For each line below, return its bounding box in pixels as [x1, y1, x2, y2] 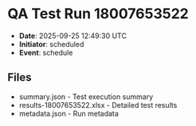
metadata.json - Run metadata [18, 109, 119, 118]
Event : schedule [18, 48, 73, 57]
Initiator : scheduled [18, 39, 84, 48]
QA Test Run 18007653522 [7, 5, 189, 23]
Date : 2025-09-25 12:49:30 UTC [18, 31, 127, 40]
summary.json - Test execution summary [18, 92, 154, 101]
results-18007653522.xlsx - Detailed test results [18, 100, 178, 109]
